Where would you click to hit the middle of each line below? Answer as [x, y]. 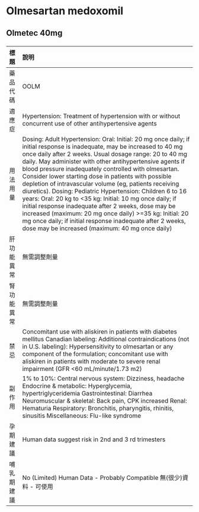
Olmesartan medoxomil [65, 11]
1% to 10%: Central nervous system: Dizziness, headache [103, 378]
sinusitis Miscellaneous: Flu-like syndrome [82, 416]
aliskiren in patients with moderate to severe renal [92, 361]
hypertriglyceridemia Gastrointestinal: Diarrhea [87, 393]
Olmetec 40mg [34, 33]
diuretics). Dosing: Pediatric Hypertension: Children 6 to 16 [105, 191]
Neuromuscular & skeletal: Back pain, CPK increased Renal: [105, 401]
